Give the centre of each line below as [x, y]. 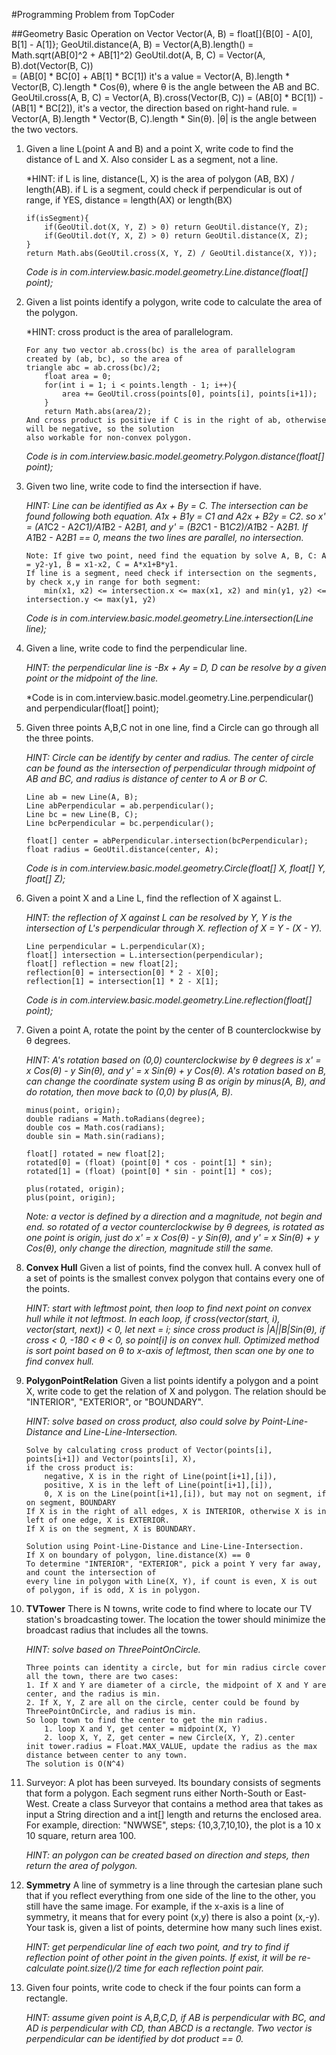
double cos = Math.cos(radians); [95, 1128]
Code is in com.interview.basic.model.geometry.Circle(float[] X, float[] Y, [175, 868]
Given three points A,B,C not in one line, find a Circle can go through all [172, 727]
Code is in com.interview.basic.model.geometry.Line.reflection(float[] [169, 1000]
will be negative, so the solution [100, 429]
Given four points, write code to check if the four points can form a [163, 1987]
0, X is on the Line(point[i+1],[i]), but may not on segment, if [185, 1494]
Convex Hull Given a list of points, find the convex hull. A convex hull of [173, 1267]
